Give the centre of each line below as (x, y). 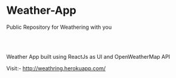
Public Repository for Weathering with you (59, 27)
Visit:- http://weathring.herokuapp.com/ (56, 68)
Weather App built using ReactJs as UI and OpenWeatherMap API (88, 56)
